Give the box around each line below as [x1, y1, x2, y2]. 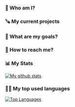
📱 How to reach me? [5, 46, 54, 53]
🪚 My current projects [5, 18, 60, 25]
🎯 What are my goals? [5, 33, 58, 40]
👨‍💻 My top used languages [5, 85, 70, 92]
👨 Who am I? [5, 4, 35, 11]
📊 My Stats [5, 60, 33, 67]
